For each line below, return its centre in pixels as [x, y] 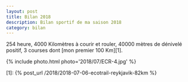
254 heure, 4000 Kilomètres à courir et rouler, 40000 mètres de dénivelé [94, 44]
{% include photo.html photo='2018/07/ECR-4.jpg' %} [71, 62]
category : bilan [26, 28]
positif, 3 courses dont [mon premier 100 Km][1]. [64, 51]
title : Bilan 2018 [28, 17]
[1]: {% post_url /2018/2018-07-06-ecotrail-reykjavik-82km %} [81, 73]
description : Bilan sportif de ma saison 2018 [64, 22]
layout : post [22, 11]
